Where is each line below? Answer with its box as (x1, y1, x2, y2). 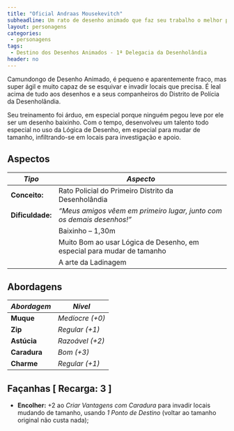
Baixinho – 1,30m (58, 226, 116, 235)
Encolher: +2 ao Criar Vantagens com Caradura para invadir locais (17, 401, 211, 409)
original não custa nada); (17, 416, 89, 425)
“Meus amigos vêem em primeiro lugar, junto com (58, 205, 222, 215)
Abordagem (10, 302, 52, 312)
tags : (7, 43, 23, 50)
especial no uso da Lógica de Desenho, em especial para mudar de (7, 125, 201, 133)
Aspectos (7, 153, 50, 165)
